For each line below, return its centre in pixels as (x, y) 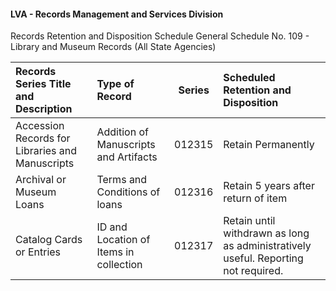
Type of (115, 84)
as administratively (267, 246)
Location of (123, 240)
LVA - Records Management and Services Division (117, 14)
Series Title (43, 84)
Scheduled (249, 78)
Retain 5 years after (269, 186)
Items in (115, 252)
